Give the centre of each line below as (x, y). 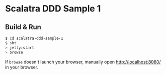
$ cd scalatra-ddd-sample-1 (34, 38)
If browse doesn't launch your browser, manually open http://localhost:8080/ (83, 62)
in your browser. (22, 67)
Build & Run (23, 27)
